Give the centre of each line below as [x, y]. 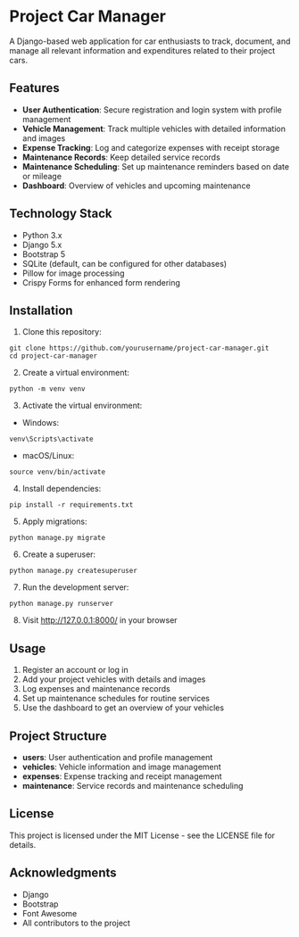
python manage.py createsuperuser [74, 571]
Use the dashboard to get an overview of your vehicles [123, 708]
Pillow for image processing [73, 273]
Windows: [41, 423]
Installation [41, 310]
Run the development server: [75, 587]
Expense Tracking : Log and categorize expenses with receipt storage [151, 147]
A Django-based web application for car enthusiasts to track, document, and [150, 41]
